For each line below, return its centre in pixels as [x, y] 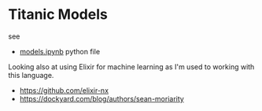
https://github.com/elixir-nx [64, 90]
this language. [31, 75]
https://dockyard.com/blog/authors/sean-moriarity [102, 98]
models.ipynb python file [60, 51]
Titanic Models [58, 15]
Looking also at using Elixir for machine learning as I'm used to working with [131, 67]
